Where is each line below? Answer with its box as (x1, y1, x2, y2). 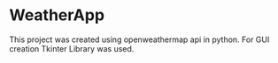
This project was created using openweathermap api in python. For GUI (9, 34, 270, 45)
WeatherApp (9, 5, 104, 25)
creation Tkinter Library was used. (9, 43, 135, 53)
